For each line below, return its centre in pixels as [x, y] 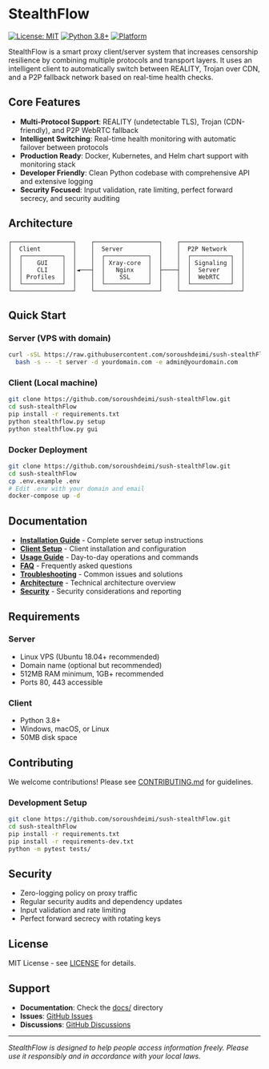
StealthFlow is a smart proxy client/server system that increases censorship [133, 51]
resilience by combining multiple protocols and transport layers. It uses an [130, 60]
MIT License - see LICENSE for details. [72, 963]
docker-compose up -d [44, 496]
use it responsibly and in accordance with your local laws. [105, 1056]
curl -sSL [25, 355]
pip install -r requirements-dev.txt [71, 842]
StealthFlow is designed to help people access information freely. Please [129, 1048]
